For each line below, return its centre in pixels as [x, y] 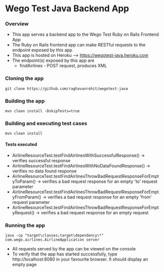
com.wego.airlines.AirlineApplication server [52, 240]
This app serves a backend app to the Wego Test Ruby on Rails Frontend [85, 34]
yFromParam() [27, 197]
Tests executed [21, 144]
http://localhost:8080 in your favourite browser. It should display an [80, 259]
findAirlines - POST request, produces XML [63, 66]
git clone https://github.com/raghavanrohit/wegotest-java [67, 89]
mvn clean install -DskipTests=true [42, 111]
